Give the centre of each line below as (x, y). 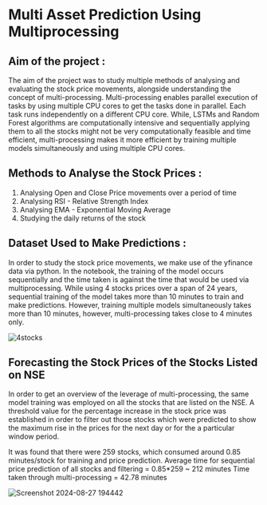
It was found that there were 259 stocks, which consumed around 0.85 (125, 452)
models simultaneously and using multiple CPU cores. (97, 148)
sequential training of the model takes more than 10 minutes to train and (126, 296)
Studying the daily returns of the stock (82, 218)
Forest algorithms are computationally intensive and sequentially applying (129, 123)
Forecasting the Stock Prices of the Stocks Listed (133, 362)
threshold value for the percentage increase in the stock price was (118, 411)
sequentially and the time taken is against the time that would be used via (129, 279)
